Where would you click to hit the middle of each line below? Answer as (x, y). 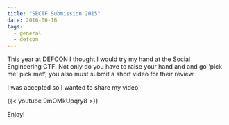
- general (27, 33)
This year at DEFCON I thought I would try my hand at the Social (99, 59)
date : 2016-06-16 (32, 20)
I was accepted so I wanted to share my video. (74, 87)
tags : (15, 26)
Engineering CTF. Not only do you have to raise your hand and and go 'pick (115, 67)
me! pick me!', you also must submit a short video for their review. (101, 74)
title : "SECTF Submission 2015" (54, 14)
